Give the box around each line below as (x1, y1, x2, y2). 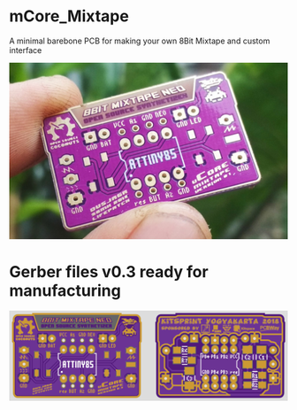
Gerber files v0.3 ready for (9, 262, 209, 282)
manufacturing (9, 281, 121, 301)
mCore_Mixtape (9, 6, 130, 27)
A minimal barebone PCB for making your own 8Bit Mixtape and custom (9, 35, 270, 46)
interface (9, 44, 42, 55)
